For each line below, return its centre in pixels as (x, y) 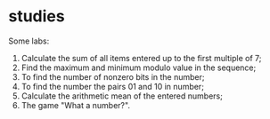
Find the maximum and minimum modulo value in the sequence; (139, 67)
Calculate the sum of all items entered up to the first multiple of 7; (141, 58)
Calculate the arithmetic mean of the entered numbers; (122, 96)
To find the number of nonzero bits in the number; (113, 76)
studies (37, 16)
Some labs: (29, 41)
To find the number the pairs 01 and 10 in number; (112, 86)
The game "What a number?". (76, 105)
